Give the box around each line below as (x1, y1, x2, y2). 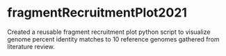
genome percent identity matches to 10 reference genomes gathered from (7, 35, 220, 43)
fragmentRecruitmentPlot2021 (7, 5, 188, 21)
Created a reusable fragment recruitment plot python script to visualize (7, 28, 211, 36)
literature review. (7, 42, 56, 50)
